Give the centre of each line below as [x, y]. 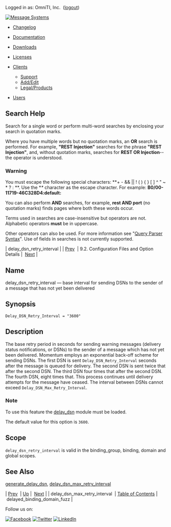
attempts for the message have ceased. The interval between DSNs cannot [84, 382]
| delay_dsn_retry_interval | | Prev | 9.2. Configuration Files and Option [79, 249]
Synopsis [20, 304]
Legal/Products [36, 87]
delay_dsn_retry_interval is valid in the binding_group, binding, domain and [86, 450]
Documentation [29, 37]
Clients [20, 67]
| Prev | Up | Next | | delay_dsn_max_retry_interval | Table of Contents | [81, 494]
